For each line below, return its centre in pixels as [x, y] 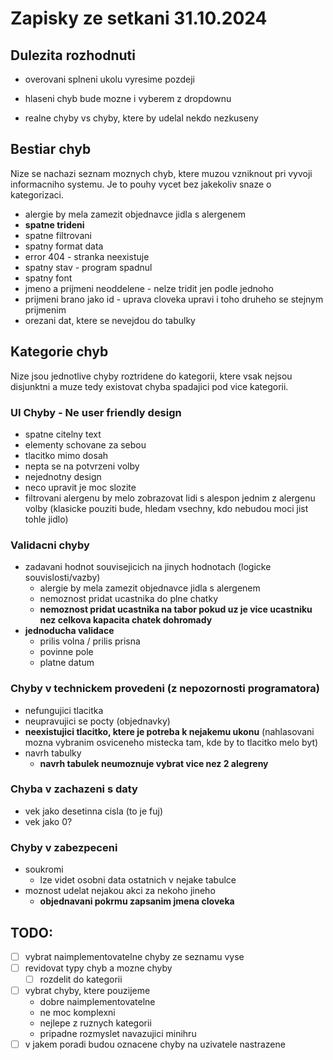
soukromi [44, 869]
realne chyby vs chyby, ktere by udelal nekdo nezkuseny [141, 118]
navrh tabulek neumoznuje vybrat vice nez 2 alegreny [154, 763]
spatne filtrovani [58, 235]
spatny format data [64, 246]
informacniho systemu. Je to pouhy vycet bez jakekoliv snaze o [141, 184]
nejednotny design [63, 476]
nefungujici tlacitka [64, 710]
